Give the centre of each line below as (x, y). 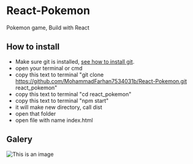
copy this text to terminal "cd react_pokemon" (73, 94)
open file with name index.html (54, 120)
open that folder (36, 113)
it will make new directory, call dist (59, 107)
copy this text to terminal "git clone (59, 75)
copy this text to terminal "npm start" (62, 100)
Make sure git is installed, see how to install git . (75, 61)
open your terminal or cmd (49, 68)
